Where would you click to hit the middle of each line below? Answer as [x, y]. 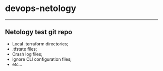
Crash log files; [27, 54]
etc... [17, 64]
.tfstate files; [24, 49]
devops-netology [41, 8]
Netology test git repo [39, 32]
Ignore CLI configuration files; [42, 59]
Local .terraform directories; [40, 43]
